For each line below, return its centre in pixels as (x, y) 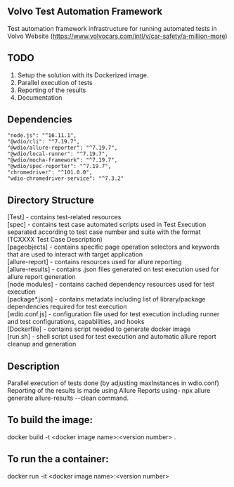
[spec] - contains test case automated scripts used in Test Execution (107, 225)
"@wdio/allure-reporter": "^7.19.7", (63, 148)
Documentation (40, 97)
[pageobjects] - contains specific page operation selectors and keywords (113, 247)
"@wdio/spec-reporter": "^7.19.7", (59, 167)
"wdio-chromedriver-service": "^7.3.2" (66, 178)
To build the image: (50, 420)
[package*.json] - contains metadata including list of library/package (106, 299)
